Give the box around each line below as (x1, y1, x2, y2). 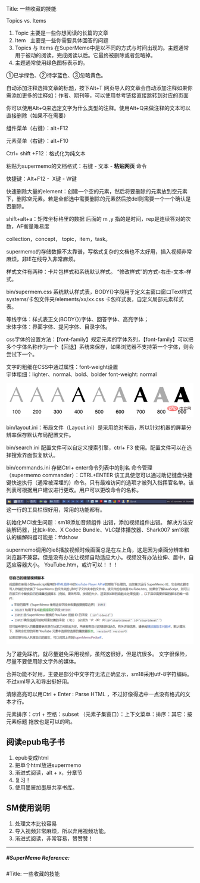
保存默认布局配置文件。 (16, 431, 74, 439)
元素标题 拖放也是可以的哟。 (6, 718, 76, 725)
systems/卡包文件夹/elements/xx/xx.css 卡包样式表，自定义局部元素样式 (6, 296, 184, 302)
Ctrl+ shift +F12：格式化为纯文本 (6, 150, 86, 156)
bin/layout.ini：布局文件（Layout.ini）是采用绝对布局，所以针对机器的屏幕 (6, 424, 186, 431)
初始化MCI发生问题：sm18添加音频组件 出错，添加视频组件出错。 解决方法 (6, 519, 188, 526)
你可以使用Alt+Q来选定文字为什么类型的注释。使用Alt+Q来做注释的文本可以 (6, 105, 191, 111)
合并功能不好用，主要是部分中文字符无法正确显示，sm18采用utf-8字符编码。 (6, 671, 192, 678)
